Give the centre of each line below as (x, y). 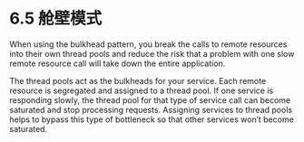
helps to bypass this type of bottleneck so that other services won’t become (152, 119)
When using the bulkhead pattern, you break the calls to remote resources (148, 44)
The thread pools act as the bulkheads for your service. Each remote (138, 80)
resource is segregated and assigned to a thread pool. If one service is (142, 90)
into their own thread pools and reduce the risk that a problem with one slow (152, 53)
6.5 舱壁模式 (56, 19)
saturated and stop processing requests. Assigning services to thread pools (151, 109)
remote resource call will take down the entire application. (118, 63)
